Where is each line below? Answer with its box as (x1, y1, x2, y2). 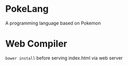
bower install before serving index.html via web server (5, 55, 123, 61)
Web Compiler (5, 38, 68, 50)
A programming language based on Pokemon (5, 20, 101, 26)
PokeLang (5, 3, 49, 15)
